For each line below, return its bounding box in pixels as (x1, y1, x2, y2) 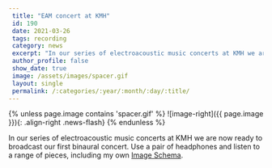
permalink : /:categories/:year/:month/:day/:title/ (11, 86, 190, 95)
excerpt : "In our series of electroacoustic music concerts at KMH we (11, 49, 255, 57)
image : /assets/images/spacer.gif (11, 72, 129, 80)
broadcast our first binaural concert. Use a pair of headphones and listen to (8, 142, 261, 152)
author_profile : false (11, 57, 89, 65)
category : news (11, 42, 63, 50)
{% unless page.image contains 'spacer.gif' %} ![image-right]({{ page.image (8, 109, 264, 119)
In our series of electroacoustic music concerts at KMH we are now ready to (8, 133, 263, 143)
